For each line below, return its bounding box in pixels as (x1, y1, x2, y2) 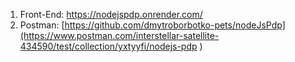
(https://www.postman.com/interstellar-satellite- (19, 30, 220, 41)
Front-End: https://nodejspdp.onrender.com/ (19, 9, 203, 20)
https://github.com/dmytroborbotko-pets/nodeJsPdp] (64, 19, 286, 31)
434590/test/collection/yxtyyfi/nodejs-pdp (19, 40, 198, 52)
